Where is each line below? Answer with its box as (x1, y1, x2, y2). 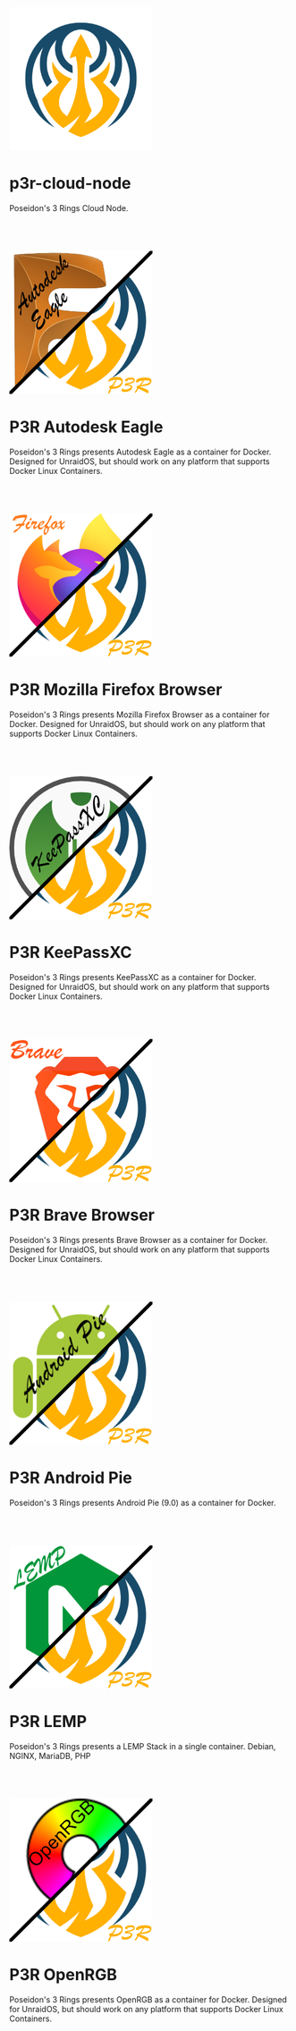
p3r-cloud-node (9, 173, 131, 194)
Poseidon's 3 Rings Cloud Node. (9, 202, 129, 213)
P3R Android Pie (9, 1468, 132, 1487)
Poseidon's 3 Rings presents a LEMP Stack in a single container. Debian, (9, 1740, 276, 1751)
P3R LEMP (9, 1711, 88, 1731)
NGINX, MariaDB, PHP (9, 1750, 91, 1761)
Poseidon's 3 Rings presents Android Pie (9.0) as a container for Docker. (9, 1497, 276, 1508)
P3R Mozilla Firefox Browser (9, 680, 223, 700)
